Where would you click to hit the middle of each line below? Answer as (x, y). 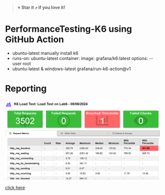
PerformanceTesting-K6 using (68, 29)
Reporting (26, 89)
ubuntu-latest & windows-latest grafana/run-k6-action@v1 (71, 69)
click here (15, 188)
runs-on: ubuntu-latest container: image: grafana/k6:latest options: (80, 58)
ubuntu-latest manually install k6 (45, 53)
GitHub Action (34, 40)
